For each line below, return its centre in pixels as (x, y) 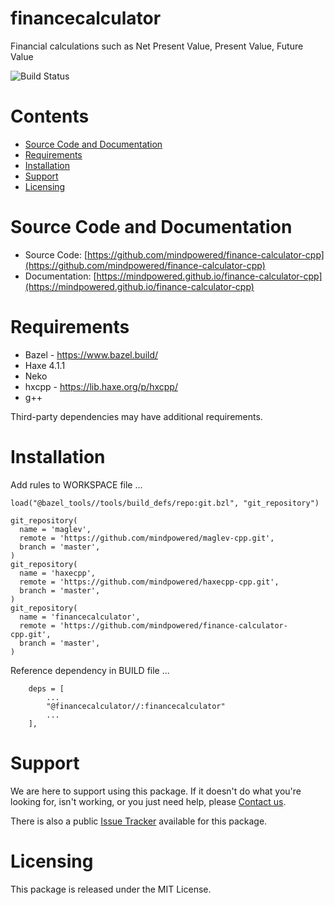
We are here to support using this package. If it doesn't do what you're (156, 791)
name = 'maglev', (55, 529)
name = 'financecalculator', (80, 617)
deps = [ (46, 688)
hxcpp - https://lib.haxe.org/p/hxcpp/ (101, 386)
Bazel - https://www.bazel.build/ (91, 354)
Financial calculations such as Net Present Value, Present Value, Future (157, 46)
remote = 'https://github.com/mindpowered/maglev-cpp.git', (147, 538)
